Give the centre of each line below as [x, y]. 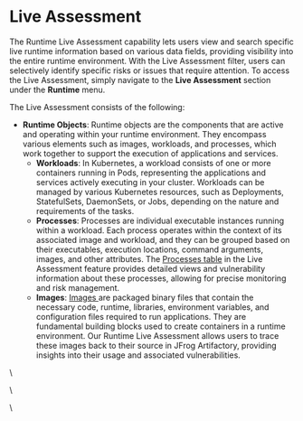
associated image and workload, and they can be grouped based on [163, 239]
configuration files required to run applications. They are [141, 316]
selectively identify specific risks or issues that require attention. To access [150, 70]
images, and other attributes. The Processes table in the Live [149, 258]
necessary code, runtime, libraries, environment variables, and [152, 307]
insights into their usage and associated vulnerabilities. [138, 355]
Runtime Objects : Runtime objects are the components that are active [153, 125]
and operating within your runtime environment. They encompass [144, 134]
